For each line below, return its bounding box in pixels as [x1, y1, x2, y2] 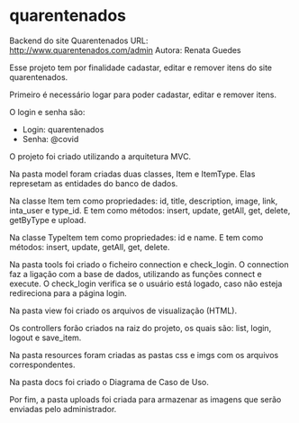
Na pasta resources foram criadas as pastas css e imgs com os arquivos [9, 349, 279, 360]
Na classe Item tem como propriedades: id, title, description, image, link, [9, 195, 278, 206]
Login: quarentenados [22, 123, 104, 135]
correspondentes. [9, 359, 76, 370]
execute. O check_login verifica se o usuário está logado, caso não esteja [9, 278, 283, 289]
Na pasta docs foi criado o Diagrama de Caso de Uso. [9, 376, 209, 387]
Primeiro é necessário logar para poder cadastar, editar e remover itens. [9, 89, 277, 100]
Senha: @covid [22, 133, 79, 144]
